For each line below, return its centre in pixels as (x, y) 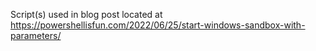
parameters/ (36, 35)
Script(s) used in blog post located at (86, 14)
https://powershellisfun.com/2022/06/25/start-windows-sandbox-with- (158, 25)
